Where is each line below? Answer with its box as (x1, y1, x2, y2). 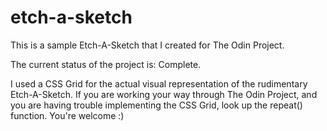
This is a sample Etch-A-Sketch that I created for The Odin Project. (10, 39, 285, 51)
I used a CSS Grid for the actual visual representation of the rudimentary (10, 77, 308, 90)
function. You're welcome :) (10, 109, 125, 121)
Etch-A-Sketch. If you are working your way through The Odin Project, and (10, 88, 318, 100)
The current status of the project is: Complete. (10, 58, 202, 70)
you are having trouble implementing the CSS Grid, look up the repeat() (10, 99, 303, 111)
